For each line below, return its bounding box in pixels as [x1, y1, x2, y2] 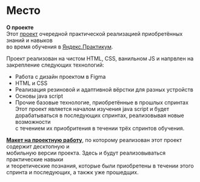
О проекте [6, 24, 34, 31]
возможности [15, 118, 51, 125]
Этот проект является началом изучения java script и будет [15, 105, 170, 112]
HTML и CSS [15, 79, 48, 87]
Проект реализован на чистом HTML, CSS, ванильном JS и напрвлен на [6, 55, 194, 62]
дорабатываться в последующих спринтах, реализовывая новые [15, 112, 184, 119]
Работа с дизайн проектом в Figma [15, 73, 106, 80]
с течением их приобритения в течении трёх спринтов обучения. [15, 124, 185, 132]
